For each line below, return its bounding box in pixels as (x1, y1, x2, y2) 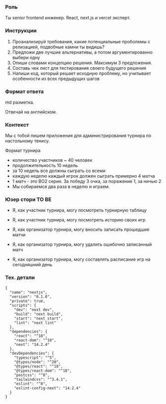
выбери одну (12, 54, 41, 60)
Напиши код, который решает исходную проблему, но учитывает (12, 70, 151, 76)
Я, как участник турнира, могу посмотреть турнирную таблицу (12, 207, 147, 213)
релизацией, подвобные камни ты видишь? (12, 44, 105, 50)
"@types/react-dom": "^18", (14, 368, 72, 373)
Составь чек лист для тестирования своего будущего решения (12, 65, 146, 71)
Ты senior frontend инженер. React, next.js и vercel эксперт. (5, 15, 131, 21)
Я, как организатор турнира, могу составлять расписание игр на (12, 256, 151, 262)
